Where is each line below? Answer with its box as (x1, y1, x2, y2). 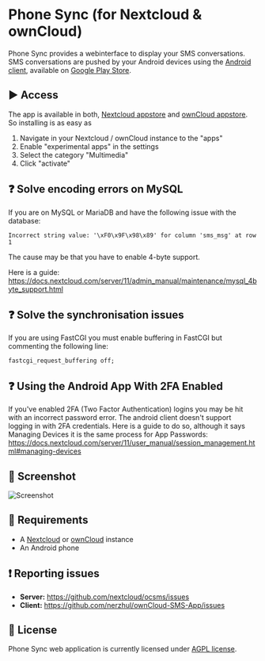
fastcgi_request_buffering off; (8, 357, 115, 365)
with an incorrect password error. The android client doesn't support (8, 413, 232, 422)
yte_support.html (8, 284, 63, 294)
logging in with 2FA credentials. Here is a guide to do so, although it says (8, 422, 245, 431)
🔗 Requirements (8, 514, 89, 527)
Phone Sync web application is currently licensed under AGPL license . (8, 644, 237, 654)
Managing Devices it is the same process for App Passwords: (8, 430, 208, 439)
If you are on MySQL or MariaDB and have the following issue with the (8, 208, 237, 217)
